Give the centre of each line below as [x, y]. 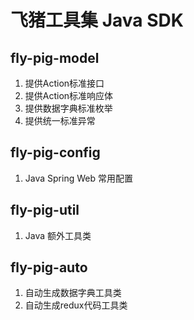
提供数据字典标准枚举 [68, 108]
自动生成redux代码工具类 [76, 305]
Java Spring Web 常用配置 [78, 178]
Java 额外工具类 [58, 235]
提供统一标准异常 [60, 120]
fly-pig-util [45, 210]
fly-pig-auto [49, 267]
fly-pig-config [55, 152]
